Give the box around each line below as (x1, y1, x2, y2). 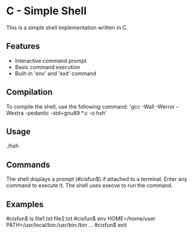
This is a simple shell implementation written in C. (6, 24, 128, 31)
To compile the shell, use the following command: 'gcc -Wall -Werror (6, 103, 175, 110)
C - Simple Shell (6, 4, 87, 18)
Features (6, 41, 40, 51)
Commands (6, 159, 51, 170)
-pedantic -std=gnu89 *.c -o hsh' (24, 109, 107, 116)
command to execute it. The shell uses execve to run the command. (6, 182, 173, 189)
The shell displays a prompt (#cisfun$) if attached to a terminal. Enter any (6, 176, 188, 183)
